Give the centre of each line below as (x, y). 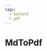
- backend (19, 14)
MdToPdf (24, 42)
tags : (10, 9)
